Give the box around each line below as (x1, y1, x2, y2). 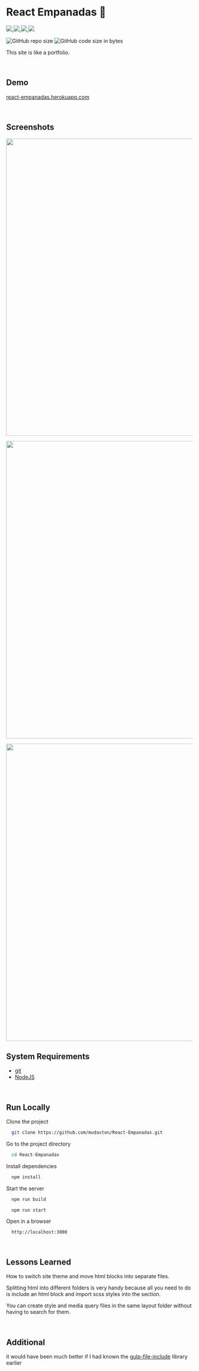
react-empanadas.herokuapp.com (6, 93, 90, 101)
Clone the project (6, 1118, 49, 1125)
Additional (6, 1337, 46, 1347)
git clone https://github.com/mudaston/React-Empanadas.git (11, 1130, 163, 1135)
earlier (6, 1359, 22, 1367)
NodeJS (14, 1074, 35, 1081)
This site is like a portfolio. (6, 49, 70, 56)
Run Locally (6, 1102, 50, 1112)
